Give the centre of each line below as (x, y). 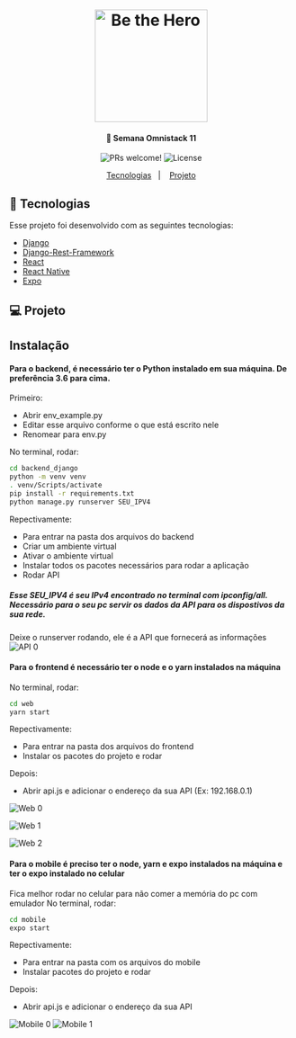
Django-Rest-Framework (68, 253)
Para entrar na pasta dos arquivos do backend (108, 536)
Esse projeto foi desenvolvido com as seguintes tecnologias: (121, 226)
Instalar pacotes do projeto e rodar (86, 972)
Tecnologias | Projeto (151, 175)
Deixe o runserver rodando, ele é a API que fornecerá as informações (138, 637)
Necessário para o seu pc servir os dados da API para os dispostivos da (147, 605)
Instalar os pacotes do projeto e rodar (92, 756)
